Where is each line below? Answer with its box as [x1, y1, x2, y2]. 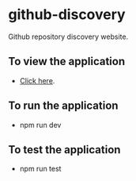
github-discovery [8, 6, 126, 24]
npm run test [19, 164, 62, 174]
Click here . [19, 75, 55, 85]
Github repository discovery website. [8, 32, 129, 41]
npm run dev [19, 120, 62, 129]
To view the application [8, 55, 125, 68]
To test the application [8, 143, 121, 156]
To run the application [8, 99, 119, 113]
